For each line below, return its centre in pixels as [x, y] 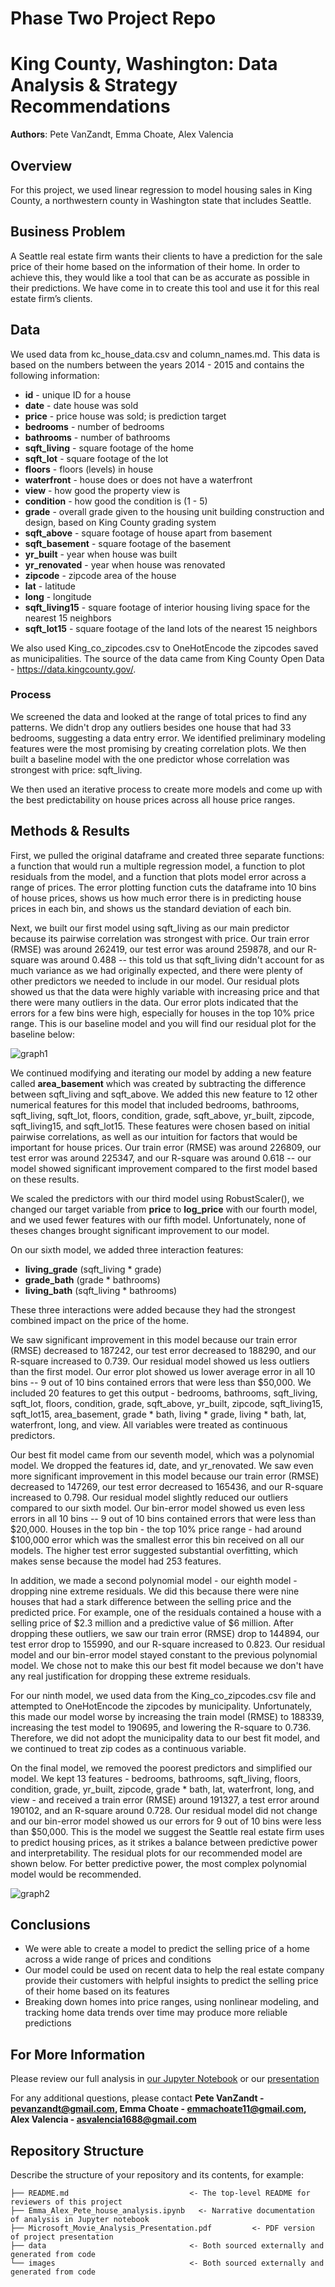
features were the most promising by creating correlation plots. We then [158, 748]
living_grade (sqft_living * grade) [93, 1269]
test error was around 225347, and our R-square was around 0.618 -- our [161, 1158]
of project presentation [62, 2237]
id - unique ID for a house [78, 394]
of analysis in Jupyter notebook [80, 2220]
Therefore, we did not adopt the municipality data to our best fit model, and [165, 1738]
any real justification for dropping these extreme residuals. [131, 1676]
